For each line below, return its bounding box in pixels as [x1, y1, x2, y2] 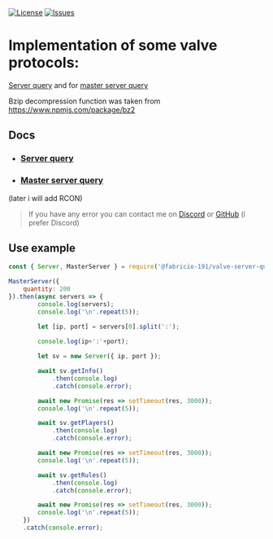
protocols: [8, 54, 80, 72]
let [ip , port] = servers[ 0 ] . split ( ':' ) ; [37, 322, 180, 331]
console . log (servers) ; [37, 300, 115, 309]
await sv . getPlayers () [37, 419, 115, 427]
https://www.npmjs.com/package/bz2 [8, 104, 136, 114]
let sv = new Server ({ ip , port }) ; [37, 353, 162, 361]
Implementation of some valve [8, 37, 218, 55]
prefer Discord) [28, 217, 80, 227]
